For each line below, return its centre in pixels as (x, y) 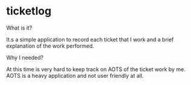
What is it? (19, 28)
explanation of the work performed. (50, 46)
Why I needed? (25, 57)
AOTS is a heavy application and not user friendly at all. (75, 75)
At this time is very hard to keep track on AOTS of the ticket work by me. (96, 69)
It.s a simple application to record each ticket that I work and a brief (90, 39)
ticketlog (29, 11)
